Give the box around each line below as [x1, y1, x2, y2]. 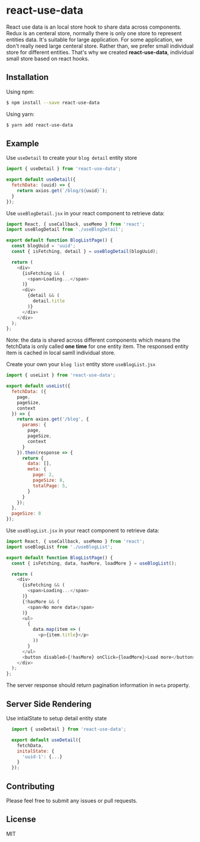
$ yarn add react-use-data [6, 122, 73, 128]
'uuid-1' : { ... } [21, 754, 62, 760]
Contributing [6, 781, 55, 791]
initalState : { [17, 748, 55, 754]
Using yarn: [6, 110, 35, 117]
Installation [6, 72, 49, 82]
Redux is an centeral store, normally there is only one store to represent [6, 29, 182, 36]
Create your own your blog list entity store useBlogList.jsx [6, 361, 156, 368]
